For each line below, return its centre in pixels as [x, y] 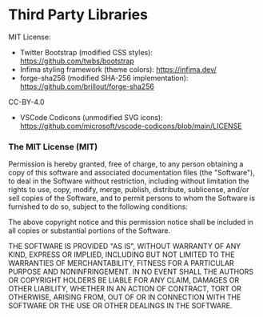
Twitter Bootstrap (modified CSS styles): [86, 52]
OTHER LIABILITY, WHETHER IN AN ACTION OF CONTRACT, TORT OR [125, 289]
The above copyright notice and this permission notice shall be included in [131, 223]
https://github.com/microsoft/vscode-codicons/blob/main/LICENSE [131, 126]
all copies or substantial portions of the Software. [89, 231]
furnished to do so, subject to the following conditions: [98, 207]
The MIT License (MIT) [53, 146]
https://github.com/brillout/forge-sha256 [87, 86]
